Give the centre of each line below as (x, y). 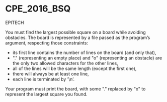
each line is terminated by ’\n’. (44, 79)
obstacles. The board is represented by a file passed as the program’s (78, 37)
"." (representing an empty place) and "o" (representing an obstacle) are (87, 57)
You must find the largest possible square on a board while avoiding (75, 32)
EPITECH (15, 22)
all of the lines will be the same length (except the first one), (74, 68)
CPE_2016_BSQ (38, 9)
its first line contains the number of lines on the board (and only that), (84, 52)
